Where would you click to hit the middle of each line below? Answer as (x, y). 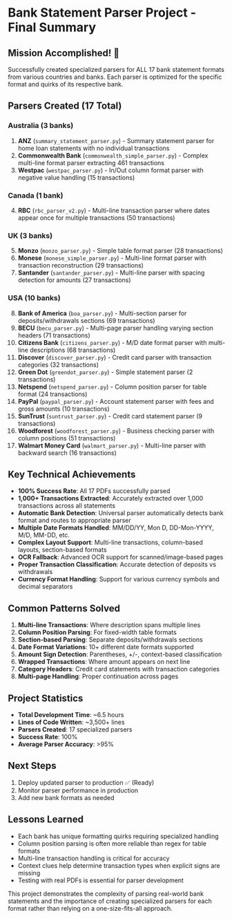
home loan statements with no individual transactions (94, 148)
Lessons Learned (46, 820)
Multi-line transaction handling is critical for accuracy (94, 858)
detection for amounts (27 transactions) (74, 280)
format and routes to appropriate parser (75, 521)
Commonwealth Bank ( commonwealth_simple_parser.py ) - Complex (113, 155)
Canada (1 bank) (36, 195)
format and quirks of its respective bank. (66, 84)
